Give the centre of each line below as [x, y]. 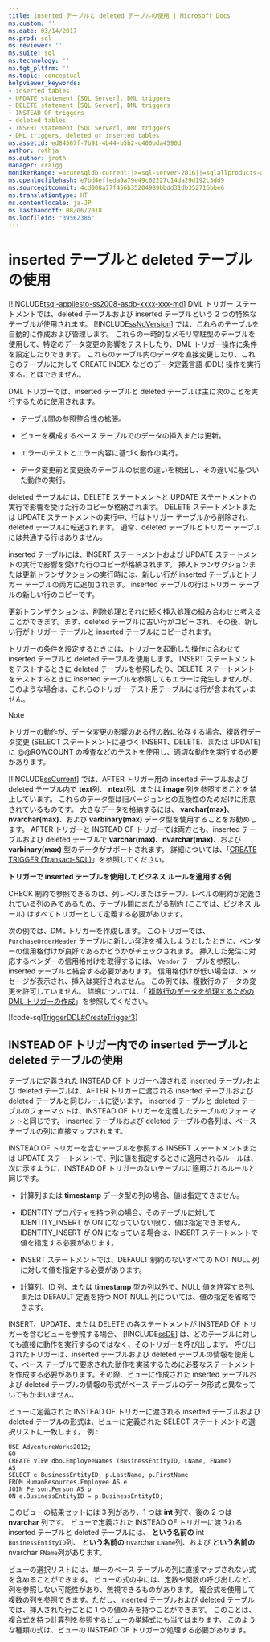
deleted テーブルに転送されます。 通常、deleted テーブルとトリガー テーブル [135, 527]
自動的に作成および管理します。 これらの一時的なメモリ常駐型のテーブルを [132, 334]
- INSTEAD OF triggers [46, 113]
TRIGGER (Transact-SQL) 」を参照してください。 [88, 860]
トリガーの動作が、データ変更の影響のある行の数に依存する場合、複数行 [128, 732]
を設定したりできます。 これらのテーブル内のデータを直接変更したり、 [125, 354]
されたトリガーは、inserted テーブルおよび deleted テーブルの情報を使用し [132, 1354]
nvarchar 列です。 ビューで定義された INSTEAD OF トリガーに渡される [125, 1522]
